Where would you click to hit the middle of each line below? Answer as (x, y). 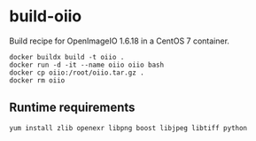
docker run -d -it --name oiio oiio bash (87, 65)
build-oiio (46, 16)
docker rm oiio (37, 80)
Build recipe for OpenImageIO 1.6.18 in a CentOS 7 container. (120, 41)
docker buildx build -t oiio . (67, 57)
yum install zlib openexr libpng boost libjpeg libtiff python (128, 128)
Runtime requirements (72, 108)
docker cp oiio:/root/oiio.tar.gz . (77, 73)
